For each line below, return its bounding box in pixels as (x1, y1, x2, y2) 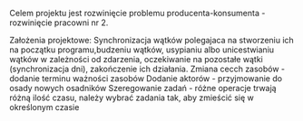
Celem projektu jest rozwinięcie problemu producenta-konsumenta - (9, 8, 266, 18)
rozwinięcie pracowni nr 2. (9, 17, 109, 28)
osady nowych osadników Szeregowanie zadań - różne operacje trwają (9, 83, 277, 93)
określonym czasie (9, 102, 80, 112)
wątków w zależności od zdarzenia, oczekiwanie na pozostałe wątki (9, 54, 263, 64)
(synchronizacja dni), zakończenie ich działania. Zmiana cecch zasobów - (9, 63, 286, 74)
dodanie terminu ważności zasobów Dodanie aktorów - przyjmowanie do (9, 73, 283, 84)
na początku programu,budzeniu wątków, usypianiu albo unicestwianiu (9, 44, 275, 55)
